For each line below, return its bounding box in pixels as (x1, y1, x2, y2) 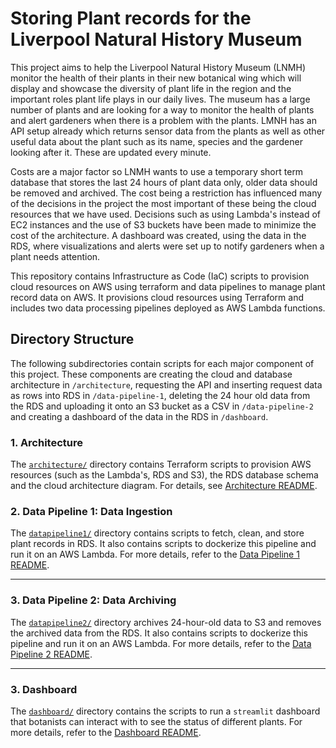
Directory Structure (10, 331, 135, 348)
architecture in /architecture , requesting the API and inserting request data (10, 378, 323, 391)
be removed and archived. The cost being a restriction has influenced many (10, 187, 323, 199)
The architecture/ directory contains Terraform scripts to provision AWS (10, 458, 312, 471)
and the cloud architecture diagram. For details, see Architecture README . (10, 480, 318, 492)
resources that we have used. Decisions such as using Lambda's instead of (10, 208, 321, 220)
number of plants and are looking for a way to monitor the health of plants (10, 103, 315, 116)
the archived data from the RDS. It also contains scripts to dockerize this (10, 627, 308, 639)
